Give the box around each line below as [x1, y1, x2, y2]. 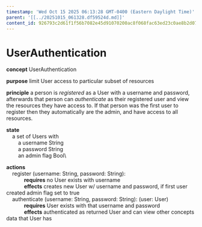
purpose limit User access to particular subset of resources [6, 78, 155, 85]
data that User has [6, 215, 52, 222]
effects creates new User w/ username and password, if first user [23, 183, 188, 190]
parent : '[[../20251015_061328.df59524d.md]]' [6, 14, 125, 20]
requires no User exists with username [23, 176, 121, 184]
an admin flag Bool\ [17, 152, 67, 160]
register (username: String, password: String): [11, 170, 126, 178]
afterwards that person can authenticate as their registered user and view [6, 96, 189, 103]
